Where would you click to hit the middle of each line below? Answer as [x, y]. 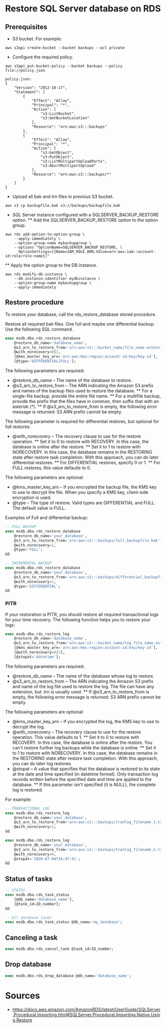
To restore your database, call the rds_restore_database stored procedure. [81, 314]
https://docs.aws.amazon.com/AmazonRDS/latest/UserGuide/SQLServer [86, 1009]
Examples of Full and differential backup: [46, 518]
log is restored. [28, 789]
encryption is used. [32, 497]
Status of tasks [29, 879]
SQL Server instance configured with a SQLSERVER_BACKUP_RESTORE [85, 215]
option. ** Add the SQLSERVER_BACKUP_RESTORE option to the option [85, 220]
